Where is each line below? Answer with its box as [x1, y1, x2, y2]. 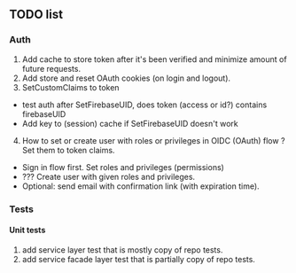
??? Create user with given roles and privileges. [21, 171, 196, 182]
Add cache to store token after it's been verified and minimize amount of [21, 53, 287, 65]
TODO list [9, 7, 64, 22]
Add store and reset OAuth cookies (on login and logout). [21, 73, 231, 83]
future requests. [21, 63, 82, 74]
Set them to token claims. [21, 144, 115, 155]
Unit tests [9, 225, 46, 236]
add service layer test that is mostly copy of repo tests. [21, 244, 223, 255]
